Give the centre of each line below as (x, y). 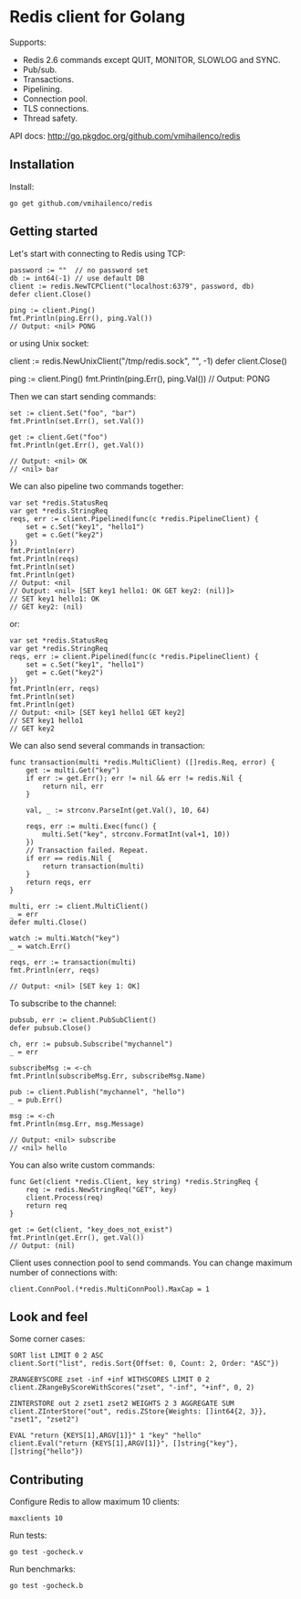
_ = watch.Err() (40, 946)
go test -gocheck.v (47, 1552)
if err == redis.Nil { (69, 858)
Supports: (28, 42)
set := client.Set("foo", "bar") (73, 413)
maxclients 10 (36, 1519)
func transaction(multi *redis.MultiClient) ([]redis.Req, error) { (142, 762)
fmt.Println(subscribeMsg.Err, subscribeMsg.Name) (108, 1076)
